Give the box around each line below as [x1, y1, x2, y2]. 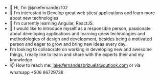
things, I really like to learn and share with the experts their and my [9, 52, 144, 57]
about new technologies [9, 15, 59, 21]
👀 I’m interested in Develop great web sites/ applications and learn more [9, 10, 155, 16]
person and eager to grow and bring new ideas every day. [9, 41, 127, 47]
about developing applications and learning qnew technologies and [9, 31, 145, 36]
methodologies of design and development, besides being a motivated [9, 36, 152, 42]
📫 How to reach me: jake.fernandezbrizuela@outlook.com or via [9, 62, 141, 68]
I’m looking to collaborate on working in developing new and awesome [9, 47, 152, 52]
